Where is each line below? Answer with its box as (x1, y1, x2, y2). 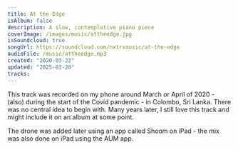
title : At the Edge (7, 10, 66, 18)
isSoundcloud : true (7, 37, 66, 44)
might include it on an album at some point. (7, 112, 134, 121)
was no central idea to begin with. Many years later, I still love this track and (7, 105, 229, 114)
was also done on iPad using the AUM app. (7, 134, 134, 143)
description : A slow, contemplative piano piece (7, 24, 155, 31)
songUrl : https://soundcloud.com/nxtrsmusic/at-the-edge (7, 44, 180, 51)
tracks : (7, 70, 31, 77)
